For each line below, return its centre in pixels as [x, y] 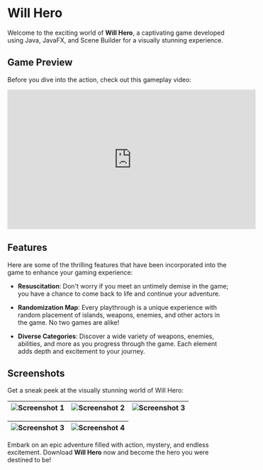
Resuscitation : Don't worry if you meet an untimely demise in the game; [123, 286]
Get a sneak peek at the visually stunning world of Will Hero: [96, 391]
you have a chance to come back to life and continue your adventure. [119, 293]
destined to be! [29, 460]
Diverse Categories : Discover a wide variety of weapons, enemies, [116, 336]
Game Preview [40, 63]
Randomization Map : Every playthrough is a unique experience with [117, 307]
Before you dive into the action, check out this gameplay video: [99, 79]
